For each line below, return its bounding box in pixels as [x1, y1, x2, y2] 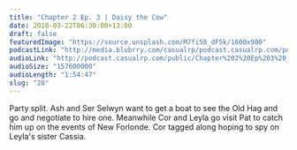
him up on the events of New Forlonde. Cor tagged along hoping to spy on [9, 121, 280, 132]
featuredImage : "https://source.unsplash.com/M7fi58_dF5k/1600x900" [9, 37, 267, 47]
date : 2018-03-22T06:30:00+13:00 [9, 21, 133, 30]
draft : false [9, 29, 57, 38]
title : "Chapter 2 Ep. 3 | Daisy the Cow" [9, 12, 168, 22]
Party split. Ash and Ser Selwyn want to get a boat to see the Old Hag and [9, 102, 278, 113]
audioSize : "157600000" [9, 63, 97, 71]
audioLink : [9, 54, 49, 63]
